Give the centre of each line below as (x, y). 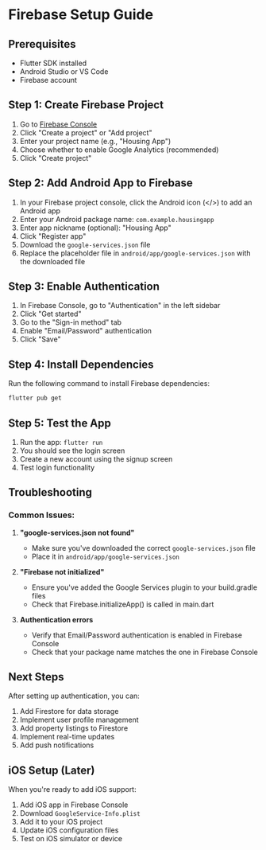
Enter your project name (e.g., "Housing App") (95, 141)
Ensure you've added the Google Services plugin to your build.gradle (145, 587)
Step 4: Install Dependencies (81, 364)
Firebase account (48, 80)
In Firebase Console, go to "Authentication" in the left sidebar (120, 306)
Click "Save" (40, 339)
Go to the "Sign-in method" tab (70, 322)
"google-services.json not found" (77, 532)
